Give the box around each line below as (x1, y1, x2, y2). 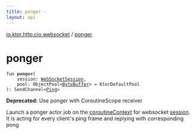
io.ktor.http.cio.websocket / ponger (6, 30, 92, 38)
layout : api (6, 14, 36, 20)
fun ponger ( (6, 71, 36, 77)
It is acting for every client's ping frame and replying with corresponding (6, 115, 183, 122)
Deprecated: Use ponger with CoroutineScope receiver (6, 97, 143, 104)
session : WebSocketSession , (17, 76, 86, 82)
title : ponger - (6, 8, 46, 15)
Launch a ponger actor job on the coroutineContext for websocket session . (6, 108, 191, 116)
